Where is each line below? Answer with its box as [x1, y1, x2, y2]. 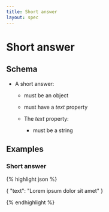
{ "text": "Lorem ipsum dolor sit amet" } [6, 187, 104, 195]
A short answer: [14, 80, 54, 87]
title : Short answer [6, 8, 58, 15]
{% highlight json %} [6, 175, 57, 183]
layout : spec [6, 14, 39, 20]
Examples [6, 144, 44, 154]
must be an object [23, 91, 69, 99]
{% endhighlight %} [6, 199, 55, 206]
